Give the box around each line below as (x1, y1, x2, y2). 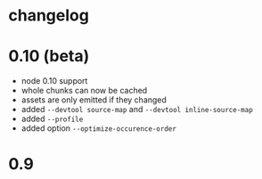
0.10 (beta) (8, 46, 90, 67)
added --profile (20, 113, 84, 125)
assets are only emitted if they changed (20, 94, 167, 105)
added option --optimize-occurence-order (20, 123, 177, 134)
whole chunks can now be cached (20, 85, 148, 96)
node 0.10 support (20, 76, 88, 86)
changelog (8, 5, 90, 26)
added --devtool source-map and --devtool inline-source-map (20, 104, 253, 115)
